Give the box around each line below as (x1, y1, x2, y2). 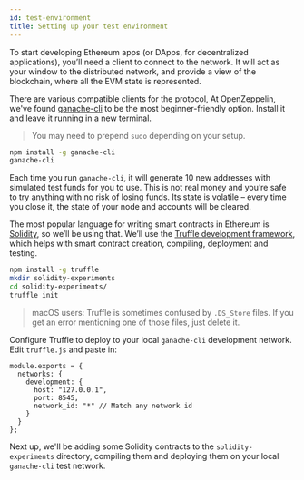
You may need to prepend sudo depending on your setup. (31, 130, 246, 141)
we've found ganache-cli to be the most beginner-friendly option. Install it (9, 103, 286, 113)
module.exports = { (9, 361, 83, 370)
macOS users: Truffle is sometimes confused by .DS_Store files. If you (31, 307, 295, 318)
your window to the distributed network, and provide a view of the (9, 65, 257, 77)
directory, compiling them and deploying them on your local (55, 450, 279, 461)
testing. (9, 248, 38, 259)
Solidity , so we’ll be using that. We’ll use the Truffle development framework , (9, 229, 296, 240)
